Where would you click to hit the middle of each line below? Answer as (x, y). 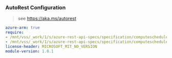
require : (15, 33)
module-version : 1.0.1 (29, 51)
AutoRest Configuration (36, 8)
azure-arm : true (23, 28)
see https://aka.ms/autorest (47, 19)
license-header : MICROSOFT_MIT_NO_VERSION (51, 46)
